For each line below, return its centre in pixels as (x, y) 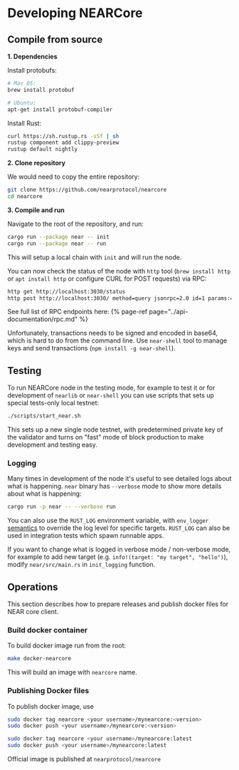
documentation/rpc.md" (43, 319)
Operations (33, 587)
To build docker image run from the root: (67, 645)
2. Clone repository (37, 163)
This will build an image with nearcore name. (72, 672)
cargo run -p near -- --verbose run (62, 507)
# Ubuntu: (22, 103)
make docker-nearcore (39, 659)
